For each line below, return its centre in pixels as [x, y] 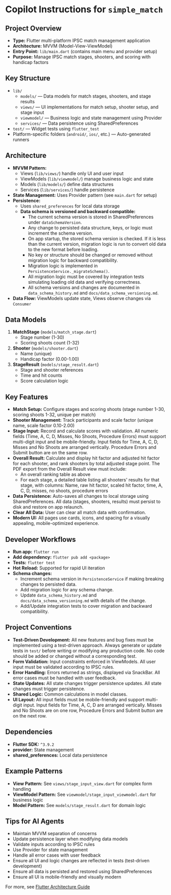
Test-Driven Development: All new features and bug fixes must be [83, 639]
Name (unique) [36, 354]
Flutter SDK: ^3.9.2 [33, 744]
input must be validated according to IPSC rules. [64, 667]
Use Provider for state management [50, 850]
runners [21, 140]
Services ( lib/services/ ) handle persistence [67, 190]
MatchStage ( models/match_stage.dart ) [55, 332]
